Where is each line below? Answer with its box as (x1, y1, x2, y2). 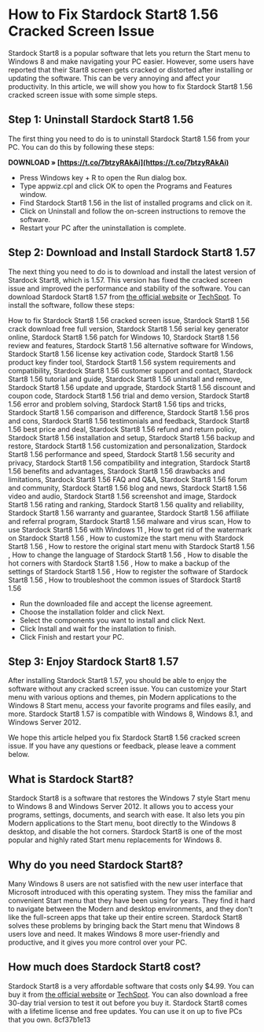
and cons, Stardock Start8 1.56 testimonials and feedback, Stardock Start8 (8, 416, 250, 425)
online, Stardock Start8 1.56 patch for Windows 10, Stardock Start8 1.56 (8, 332, 240, 342)
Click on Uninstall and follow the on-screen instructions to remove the (19, 206, 246, 216)
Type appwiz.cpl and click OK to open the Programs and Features (19, 181, 233, 191)
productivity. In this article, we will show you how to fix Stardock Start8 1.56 (8, 81, 253, 91)
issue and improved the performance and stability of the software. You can (8, 284, 251, 293)
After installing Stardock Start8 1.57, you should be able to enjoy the (8, 676, 227, 685)
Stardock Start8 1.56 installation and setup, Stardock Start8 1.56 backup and (8, 432, 255, 442)
